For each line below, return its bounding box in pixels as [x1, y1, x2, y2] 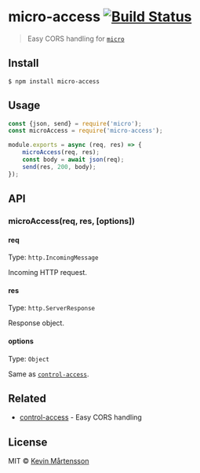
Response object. [8, 318, 65, 328]
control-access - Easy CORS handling [19, 412, 143, 422]
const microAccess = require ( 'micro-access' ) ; [8, 126, 163, 135]
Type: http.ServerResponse [8, 303, 96, 313]
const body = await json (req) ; [22, 156, 125, 164]
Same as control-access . [8, 369, 89, 379]
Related [8, 392, 47, 405]
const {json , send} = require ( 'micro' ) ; [8, 119, 143, 127]
